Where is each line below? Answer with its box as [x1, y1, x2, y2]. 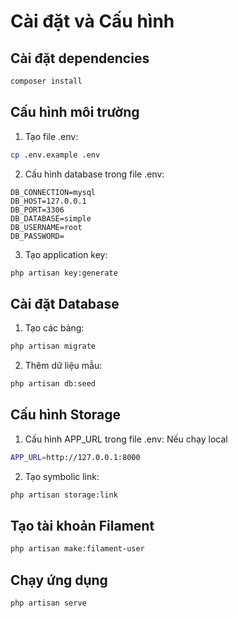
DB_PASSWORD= [10, 231, 65, 241]
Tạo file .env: [24, 130, 79, 142]
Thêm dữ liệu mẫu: [24, 360, 103, 372]
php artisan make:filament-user [10, 544, 145, 554]
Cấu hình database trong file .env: [24, 168, 165, 180]
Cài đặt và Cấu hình [10, 10, 175, 33]
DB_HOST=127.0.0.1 [10, 196, 87, 206]
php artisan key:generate [10, 268, 118, 278]
